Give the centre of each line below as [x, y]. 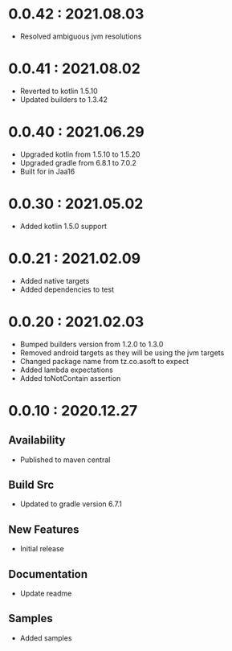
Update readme [46, 594]
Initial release [42, 549]
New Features [44, 529]
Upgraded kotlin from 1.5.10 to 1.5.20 [80, 154]
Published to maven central [65, 460]
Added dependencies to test [67, 289]
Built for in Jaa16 [47, 171]
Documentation [48, 574]
